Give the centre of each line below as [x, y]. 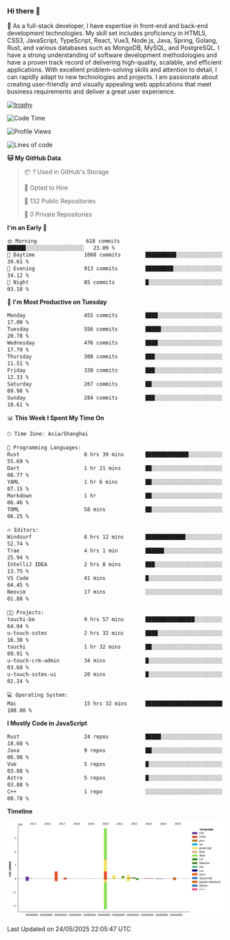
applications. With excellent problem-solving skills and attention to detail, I [112, 70]
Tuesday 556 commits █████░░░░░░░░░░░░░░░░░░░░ [115, 329]
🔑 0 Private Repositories [58, 214]
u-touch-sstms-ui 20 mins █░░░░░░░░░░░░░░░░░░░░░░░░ [115, 675]
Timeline [20, 812]
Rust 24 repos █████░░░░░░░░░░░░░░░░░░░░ [115, 737]
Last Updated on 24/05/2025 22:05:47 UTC [69, 929]
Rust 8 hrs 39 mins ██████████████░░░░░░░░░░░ [115, 455]
